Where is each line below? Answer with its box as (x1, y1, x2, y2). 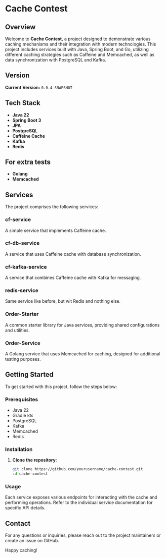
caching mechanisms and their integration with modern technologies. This (5, 41, 157, 47)
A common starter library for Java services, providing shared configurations (5, 322, 160, 328)
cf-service (5, 216, 31, 223)
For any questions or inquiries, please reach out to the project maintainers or (5, 532, 161, 538)
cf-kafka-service (5, 263, 47, 270)
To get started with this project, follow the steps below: (5, 384, 117, 390)
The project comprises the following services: (5, 204, 98, 210)
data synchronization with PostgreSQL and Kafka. (5, 57, 106, 62)
